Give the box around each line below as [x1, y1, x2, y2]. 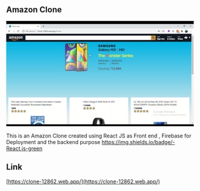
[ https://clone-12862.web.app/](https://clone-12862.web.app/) [6, 178, 161, 185]
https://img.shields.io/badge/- [101, 138, 176, 145]
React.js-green [6, 145, 43, 152]
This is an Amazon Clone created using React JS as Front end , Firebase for [6, 132, 192, 139]
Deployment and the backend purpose [6, 138, 101, 145]
